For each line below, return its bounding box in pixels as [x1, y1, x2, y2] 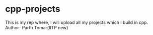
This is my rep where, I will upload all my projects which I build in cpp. [5, 19, 148, 25]
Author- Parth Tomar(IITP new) [5, 24, 69, 30]
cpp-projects [5, 3, 61, 15]
